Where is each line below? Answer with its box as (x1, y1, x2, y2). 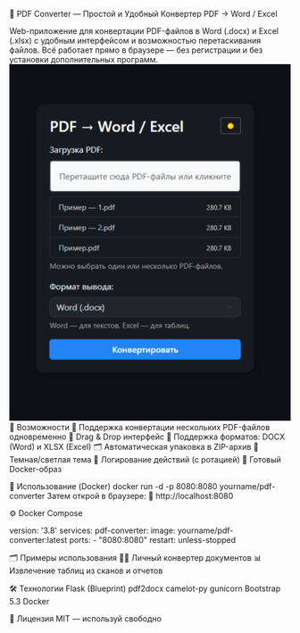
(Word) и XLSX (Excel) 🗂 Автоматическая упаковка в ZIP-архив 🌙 (9, 442, 259, 453)
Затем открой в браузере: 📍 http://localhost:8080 (46, 491, 234, 502)
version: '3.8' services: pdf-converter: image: (9, 525, 176, 536)
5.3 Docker (9, 596, 50, 607)
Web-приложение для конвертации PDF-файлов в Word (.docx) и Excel (9, 26, 279, 36)
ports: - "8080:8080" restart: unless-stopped (69, 535, 237, 546)
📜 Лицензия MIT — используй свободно (9, 613, 162, 624)
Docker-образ (9, 464, 62, 475)
